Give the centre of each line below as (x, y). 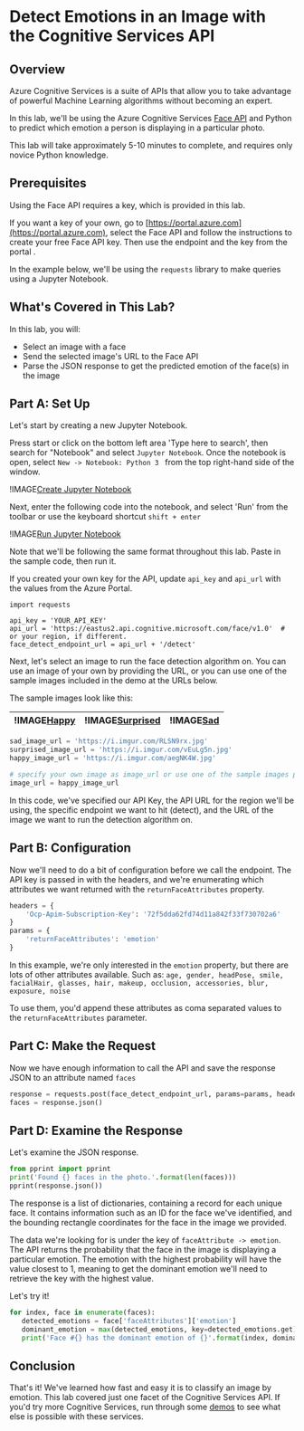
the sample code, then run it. (63, 561)
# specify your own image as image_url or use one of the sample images (149, 775)
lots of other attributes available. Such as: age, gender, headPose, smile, (147, 974)
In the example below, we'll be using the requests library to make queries (145, 269)
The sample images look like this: (71, 698)
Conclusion (43, 1365)
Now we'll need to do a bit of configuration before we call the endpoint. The (151, 870)
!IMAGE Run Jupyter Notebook (66, 534)
